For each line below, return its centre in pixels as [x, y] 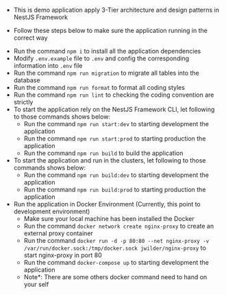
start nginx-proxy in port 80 [63, 255]
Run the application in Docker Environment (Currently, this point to [107, 204]
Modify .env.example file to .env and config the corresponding [101, 58]
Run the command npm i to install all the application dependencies [107, 51]
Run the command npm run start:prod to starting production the [115, 139]
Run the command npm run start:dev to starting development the [116, 124]
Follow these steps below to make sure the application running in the [110, 31]
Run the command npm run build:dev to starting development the [116, 175]
